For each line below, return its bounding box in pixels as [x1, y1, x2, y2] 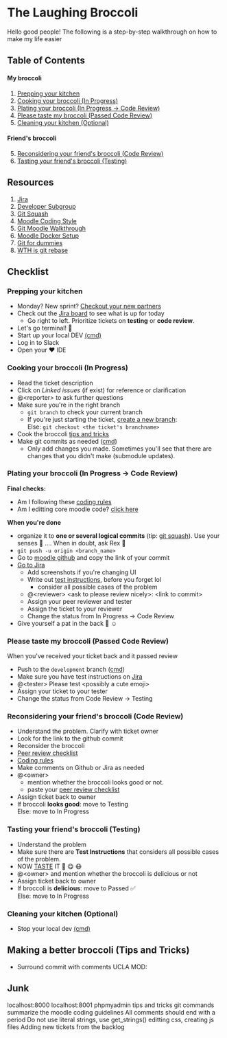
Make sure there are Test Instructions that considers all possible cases [16, 847, 219, 856]
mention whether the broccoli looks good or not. [27, 778, 165, 787]
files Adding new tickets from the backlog [7, 1022, 125, 1031]
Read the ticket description [16, 379, 94, 387]
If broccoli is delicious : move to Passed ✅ [16, 884, 136, 892]
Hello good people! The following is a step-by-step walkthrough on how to [7, 27, 217, 36]
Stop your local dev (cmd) [16, 925, 91, 933]
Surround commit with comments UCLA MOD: [16, 962, 147, 971]
